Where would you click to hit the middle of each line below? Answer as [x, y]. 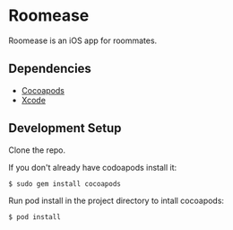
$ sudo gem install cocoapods [65, 184]
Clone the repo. [37, 150]
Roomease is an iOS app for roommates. [83, 40]
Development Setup [65, 128]
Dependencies [50, 69]
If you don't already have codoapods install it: [93, 167]
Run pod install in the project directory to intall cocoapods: [116, 200]
